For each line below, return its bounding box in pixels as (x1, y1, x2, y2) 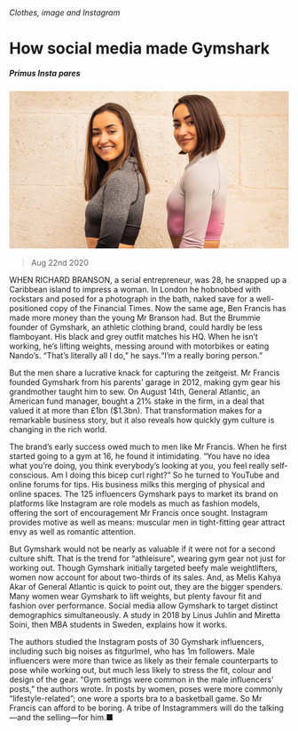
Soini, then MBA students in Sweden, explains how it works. (9, 619, 228, 631)
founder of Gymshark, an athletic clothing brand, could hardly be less (9, 322, 263, 333)
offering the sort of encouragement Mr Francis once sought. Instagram (9, 508, 268, 518)
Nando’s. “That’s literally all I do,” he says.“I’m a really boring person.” (9, 350, 263, 361)
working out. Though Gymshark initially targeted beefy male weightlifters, (9, 563, 278, 574)
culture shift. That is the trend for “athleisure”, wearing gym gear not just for (9, 553, 286, 564)
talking (258, 703, 284, 713)
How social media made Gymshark (9, 38, 271, 58)
